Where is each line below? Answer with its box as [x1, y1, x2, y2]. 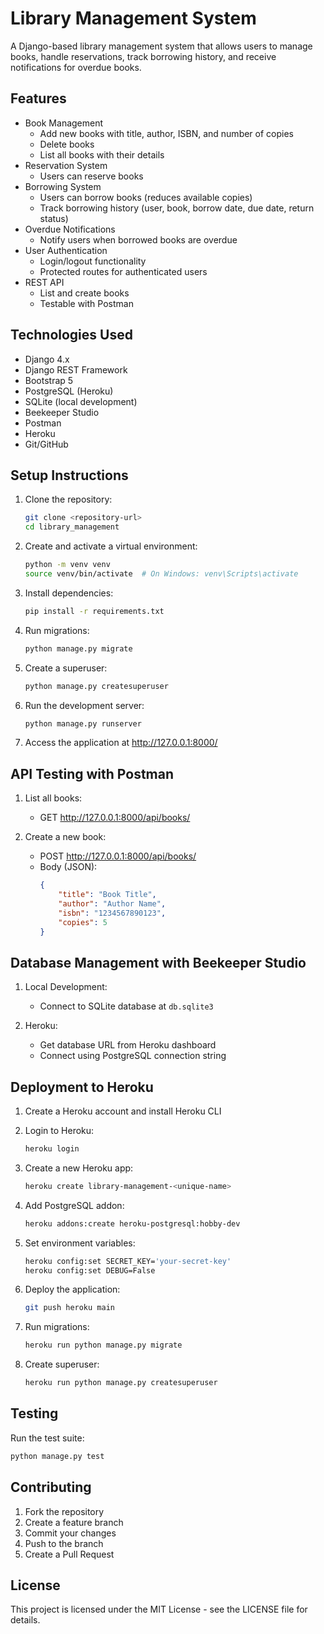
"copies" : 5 [58, 917, 108, 927]
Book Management [24, 117, 104, 129]
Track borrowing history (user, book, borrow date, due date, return [39, 202, 315, 214]
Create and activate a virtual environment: [24, 540, 198, 552]
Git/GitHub [24, 438, 69, 450]
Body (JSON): [39, 861, 98, 873]
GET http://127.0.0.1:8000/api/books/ [39, 812, 191, 824]
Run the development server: [24, 699, 145, 711]
